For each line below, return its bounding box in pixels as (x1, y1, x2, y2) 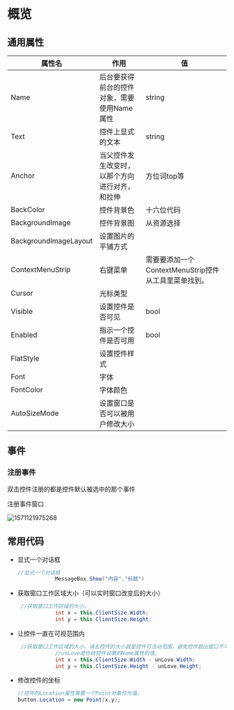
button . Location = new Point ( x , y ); (17, 697, 121, 704)
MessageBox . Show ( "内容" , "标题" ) (54, 576, 145, 583)
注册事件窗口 (7, 499, 44, 508)
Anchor (10, 171, 35, 180)
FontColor (10, 385, 43, 394)
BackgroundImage (10, 218, 71, 227)
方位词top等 (145, 171, 185, 181)
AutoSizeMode (10, 409, 59, 418)
